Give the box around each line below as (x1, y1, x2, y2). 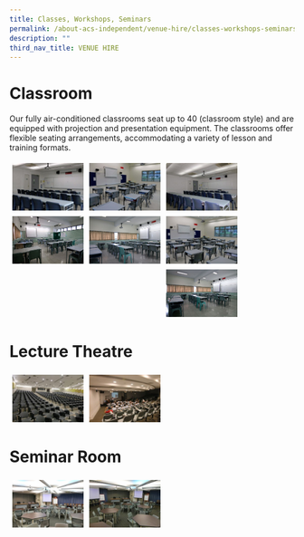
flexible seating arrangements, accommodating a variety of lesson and (9, 132, 273, 144)
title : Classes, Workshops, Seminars (9, 14, 152, 24)
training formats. (9, 142, 71, 153)
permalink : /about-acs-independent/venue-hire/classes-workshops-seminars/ (9, 24, 301, 34)
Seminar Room (9, 446, 122, 467)
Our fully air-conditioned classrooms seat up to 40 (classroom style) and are (9, 113, 294, 124)
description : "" (9, 34, 71, 43)
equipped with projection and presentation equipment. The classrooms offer (9, 123, 294, 134)
